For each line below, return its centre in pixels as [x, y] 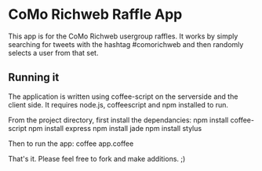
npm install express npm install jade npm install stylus [115, 128]
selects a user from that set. [53, 53]
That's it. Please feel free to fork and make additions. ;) [97, 158]
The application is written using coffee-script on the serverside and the [123, 96]
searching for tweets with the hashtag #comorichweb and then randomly [126, 44]
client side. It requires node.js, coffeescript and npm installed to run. [118, 104]
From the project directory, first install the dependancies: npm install [118, 120]
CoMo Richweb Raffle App [95, 15]
